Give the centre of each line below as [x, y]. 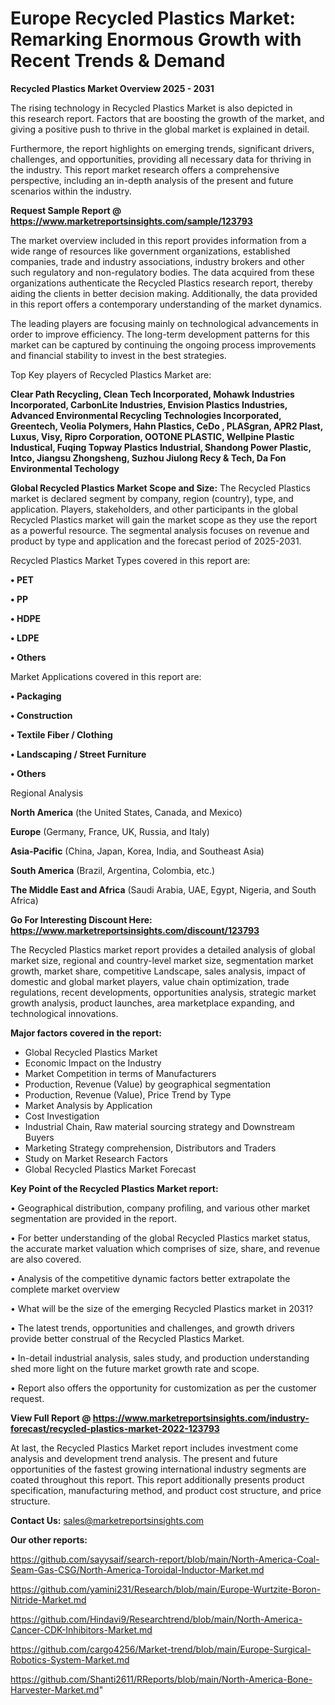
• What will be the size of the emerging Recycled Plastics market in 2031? [162, 1308]
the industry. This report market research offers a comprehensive [145, 169]
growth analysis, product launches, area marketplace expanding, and [152, 1003]
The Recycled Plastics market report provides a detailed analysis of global [163, 949]
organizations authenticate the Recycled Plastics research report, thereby [161, 283]
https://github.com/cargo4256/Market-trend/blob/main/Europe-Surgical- [161, 1649]
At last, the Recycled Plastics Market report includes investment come [154, 1448]
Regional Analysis [47, 793]
